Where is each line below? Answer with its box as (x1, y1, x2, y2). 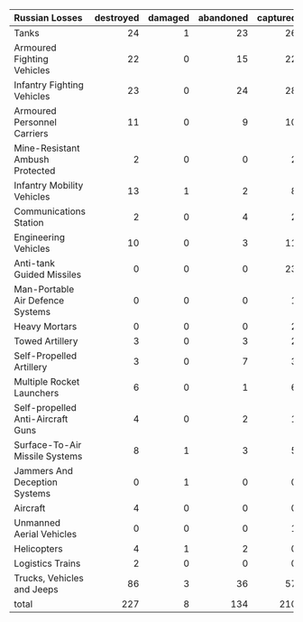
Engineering (14, 231, 66, 243)
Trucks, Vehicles (14, 572, 84, 584)
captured (256, 12, 298, 23)
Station (14, 217, 44, 228)
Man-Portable (14, 283, 75, 295)
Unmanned (14, 516, 61, 529)
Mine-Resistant (14, 142, 80, 154)
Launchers (14, 387, 60, 399)
